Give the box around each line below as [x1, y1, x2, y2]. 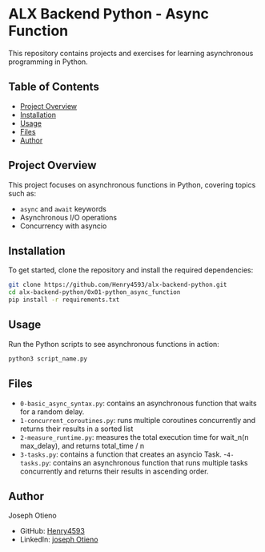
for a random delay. [19, 406, 85, 417]
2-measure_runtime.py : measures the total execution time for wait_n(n [19, 432, 249, 441]
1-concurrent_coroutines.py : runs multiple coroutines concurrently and [19, 415, 256, 425]
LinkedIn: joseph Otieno [19, 534, 98, 545]
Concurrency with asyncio [19, 221, 107, 231]
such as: [8, 188, 37, 198]
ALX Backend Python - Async [8, 5, 210, 23]
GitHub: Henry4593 [19, 526, 86, 536]
